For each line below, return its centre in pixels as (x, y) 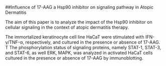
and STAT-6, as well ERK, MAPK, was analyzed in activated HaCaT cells (79, 53)
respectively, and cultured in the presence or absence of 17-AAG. (93, 42)
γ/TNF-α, (15, 42)
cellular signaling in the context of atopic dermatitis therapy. (67, 27)
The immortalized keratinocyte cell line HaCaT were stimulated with (75, 37)
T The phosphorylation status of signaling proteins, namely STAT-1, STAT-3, (83, 47)
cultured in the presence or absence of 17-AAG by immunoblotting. (74, 58)
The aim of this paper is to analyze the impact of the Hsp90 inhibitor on (79, 22)
